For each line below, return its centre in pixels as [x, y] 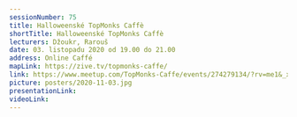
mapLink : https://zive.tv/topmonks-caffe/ [88, 67]
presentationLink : [43, 91]
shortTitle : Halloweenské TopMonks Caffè [87, 33]
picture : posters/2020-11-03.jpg [71, 83]
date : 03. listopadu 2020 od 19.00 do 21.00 [92, 50]
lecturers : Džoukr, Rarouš [59, 42]
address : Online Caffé [51, 58]
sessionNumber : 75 [43, 17]
